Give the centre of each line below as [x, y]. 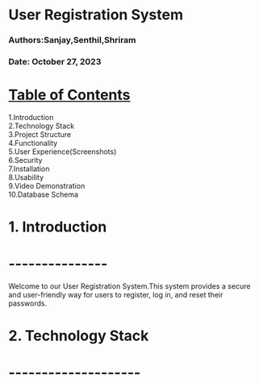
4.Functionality [33, 143]
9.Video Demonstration [47, 185]
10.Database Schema [44, 194]
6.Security [25, 160]
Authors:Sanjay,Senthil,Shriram [72, 40]
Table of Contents [69, 95]
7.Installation [29, 169]
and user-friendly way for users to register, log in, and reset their [116, 295]
